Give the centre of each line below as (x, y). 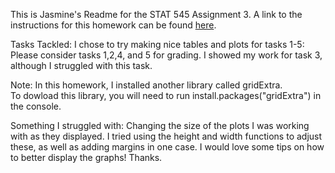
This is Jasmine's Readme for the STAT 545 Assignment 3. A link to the (156, 14)
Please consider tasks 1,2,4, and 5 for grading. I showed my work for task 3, (166, 55)
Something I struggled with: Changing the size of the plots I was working (160, 125)
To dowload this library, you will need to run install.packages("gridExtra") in (166, 95)
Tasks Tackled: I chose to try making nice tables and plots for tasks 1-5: (157, 44)
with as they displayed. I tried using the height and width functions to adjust (166, 136)
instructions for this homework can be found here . (113, 25)
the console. (36, 106)
